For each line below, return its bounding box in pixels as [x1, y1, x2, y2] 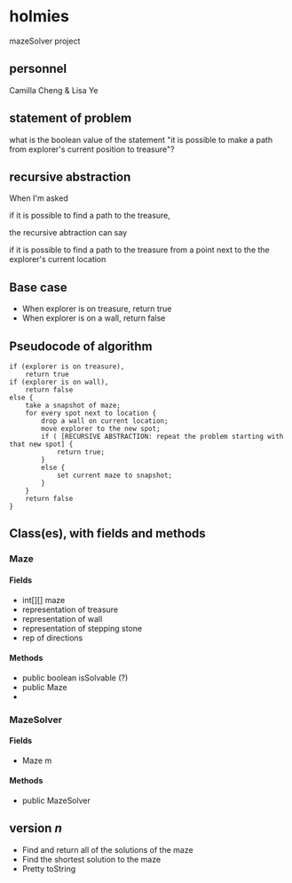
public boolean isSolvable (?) [21, 672, 129, 683]
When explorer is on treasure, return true [21, 304, 172, 314]
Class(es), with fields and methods [9, 526, 206, 541]
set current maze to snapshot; [56, 471, 173, 480]
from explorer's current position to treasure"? [9, 144, 175, 155]
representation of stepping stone [21, 623, 143, 633]
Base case [9, 280, 68, 295]
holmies [9, 6, 69, 27]
